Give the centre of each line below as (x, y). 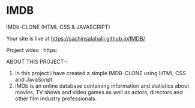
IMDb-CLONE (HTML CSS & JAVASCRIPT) (58, 27)
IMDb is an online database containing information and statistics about (102, 86)
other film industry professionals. (56, 98)
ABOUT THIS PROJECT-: (37, 61)
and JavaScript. (34, 79)
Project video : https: (32, 50)
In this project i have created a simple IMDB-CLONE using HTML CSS (100, 73)
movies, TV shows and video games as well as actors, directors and (99, 92)
